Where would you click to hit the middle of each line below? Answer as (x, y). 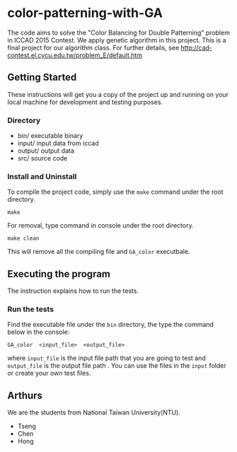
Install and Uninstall (42, 176)
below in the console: (39, 332)
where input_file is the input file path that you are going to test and (107, 358)
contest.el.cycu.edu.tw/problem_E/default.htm (75, 55)
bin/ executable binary (50, 136)
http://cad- (196, 47)
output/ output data (46, 151)
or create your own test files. (49, 373)
